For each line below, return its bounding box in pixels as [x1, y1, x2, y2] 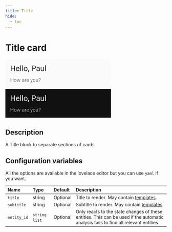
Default [53, 187, 70, 193]
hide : [5, 13, 17, 19]
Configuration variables [5, 157, 83, 165]
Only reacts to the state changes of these [76, 208, 163, 215]
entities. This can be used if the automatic [76, 214, 164, 220]
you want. [5, 175, 27, 182]
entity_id [7, 215, 29, 220]
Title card [5, 42, 47, 53]
